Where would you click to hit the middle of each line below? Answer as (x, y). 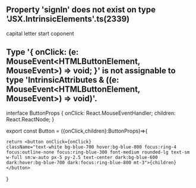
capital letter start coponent (40, 33)
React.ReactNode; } (30, 119)
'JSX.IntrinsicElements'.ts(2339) (68, 19)
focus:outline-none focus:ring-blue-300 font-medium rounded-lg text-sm (98, 152)
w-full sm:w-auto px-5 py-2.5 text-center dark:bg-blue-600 (82, 157)
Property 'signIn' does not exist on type (81, 10)
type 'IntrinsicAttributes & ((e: (63, 80)
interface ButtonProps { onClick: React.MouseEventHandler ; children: (91, 113)
